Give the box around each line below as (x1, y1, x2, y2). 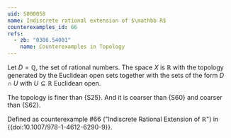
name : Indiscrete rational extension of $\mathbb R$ (7, 17, 167, 24)
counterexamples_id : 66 (7, 23, 78, 30)
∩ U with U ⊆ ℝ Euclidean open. (7, 79, 101, 87)
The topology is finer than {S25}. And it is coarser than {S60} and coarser (7, 93, 222, 101)
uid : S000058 (7, 10, 46, 18)
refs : (7, 30, 23, 38)
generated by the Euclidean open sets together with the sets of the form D (7, 71, 225, 79)
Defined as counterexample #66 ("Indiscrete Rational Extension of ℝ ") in (7, 115, 219, 123)
